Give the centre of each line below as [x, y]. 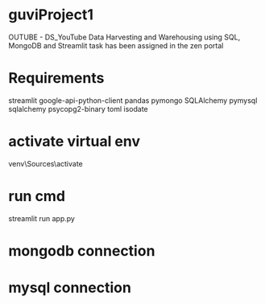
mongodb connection [82, 251]
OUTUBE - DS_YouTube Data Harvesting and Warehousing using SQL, [124, 37]
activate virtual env [75, 142]
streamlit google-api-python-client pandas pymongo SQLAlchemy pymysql [133, 100]
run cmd [37, 196]
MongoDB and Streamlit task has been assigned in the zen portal [116, 45]
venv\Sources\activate [46, 163]
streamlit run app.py [41, 218]
